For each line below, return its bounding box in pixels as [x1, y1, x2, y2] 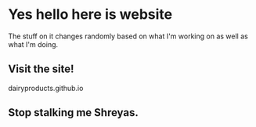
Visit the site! [8, 63, 74, 76]
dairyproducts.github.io [8, 83, 84, 93]
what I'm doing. [8, 39, 59, 49]
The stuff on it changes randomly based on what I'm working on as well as [8, 31, 248, 41]
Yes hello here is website [8, 5, 173, 24]
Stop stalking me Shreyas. [8, 106, 139, 119]
